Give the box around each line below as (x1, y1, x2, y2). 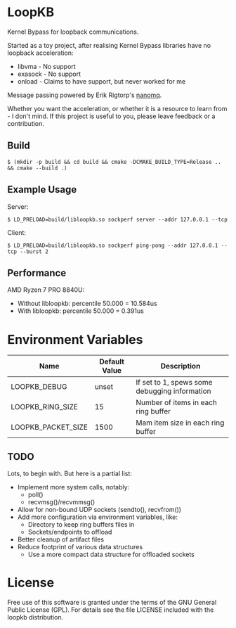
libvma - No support (17, 62, 76, 70)
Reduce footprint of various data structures (17, 543, 143, 551)
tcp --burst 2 (7, 248, 49, 255)
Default (99, 357, 125, 366)
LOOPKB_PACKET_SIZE (11, 423, 88, 432)
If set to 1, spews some (136, 378, 213, 387)
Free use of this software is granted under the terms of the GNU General (7, 598, 217, 607)
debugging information (136, 386, 212, 396)
